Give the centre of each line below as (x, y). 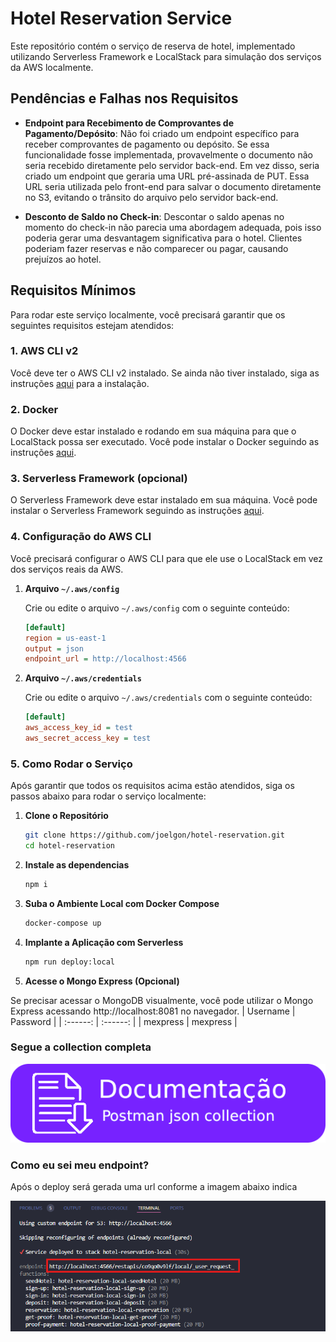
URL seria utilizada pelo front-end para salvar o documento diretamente (173, 186)
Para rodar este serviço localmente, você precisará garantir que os (148, 314)
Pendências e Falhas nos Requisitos (124, 98)
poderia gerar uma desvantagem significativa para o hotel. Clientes (163, 238)
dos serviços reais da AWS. (67, 569)
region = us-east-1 (65, 638)
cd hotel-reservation (69, 846)
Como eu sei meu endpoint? (80, 1165)
